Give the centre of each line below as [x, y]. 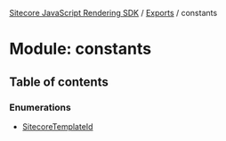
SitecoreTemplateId [57, 126]
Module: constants [81, 49]
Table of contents [59, 82]
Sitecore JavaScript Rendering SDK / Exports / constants [113, 13]
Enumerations [40, 107]
